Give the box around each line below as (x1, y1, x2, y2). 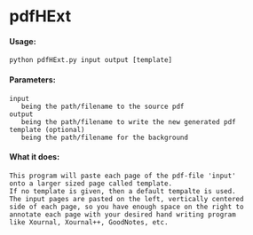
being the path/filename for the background (20, 133, 189, 142)
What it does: (9, 152, 60, 162)
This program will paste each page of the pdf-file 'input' (9, 171, 237, 180)
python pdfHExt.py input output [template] (9, 56, 173, 65)
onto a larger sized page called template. (9, 179, 173, 188)
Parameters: (9, 74, 56, 85)
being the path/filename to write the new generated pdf (20, 117, 237, 126)
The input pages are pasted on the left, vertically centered (9, 194, 244, 203)
